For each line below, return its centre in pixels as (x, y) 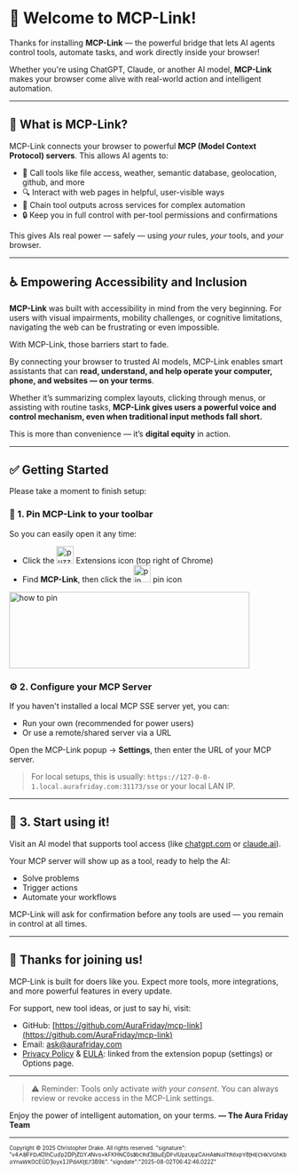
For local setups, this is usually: (88, 776)
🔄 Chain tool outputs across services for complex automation (133, 204)
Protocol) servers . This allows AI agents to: (89, 156)
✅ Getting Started (59, 470)
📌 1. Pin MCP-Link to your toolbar (81, 515)
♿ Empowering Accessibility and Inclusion (128, 282)
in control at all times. (48, 923)
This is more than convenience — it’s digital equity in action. (120, 434)
